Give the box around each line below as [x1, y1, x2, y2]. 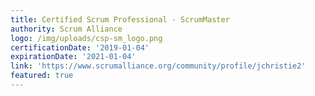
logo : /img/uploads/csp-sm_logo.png [10, 33, 163, 43]
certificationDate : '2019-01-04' [10, 42, 150, 53]
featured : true [10, 71, 74, 81]
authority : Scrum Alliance [10, 24, 123, 34]
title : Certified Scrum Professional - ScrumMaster [10, 14, 230, 25]
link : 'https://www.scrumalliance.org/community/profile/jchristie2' [10, 61, 307, 71]
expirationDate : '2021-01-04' [10, 52, 137, 62]
